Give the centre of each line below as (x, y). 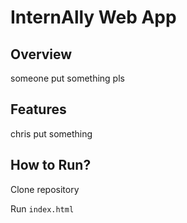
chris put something (51, 133)
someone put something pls (67, 78)
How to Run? (51, 165)
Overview (41, 54)
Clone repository (45, 189)
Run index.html (42, 208)
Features (38, 109)
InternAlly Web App (93, 17)
